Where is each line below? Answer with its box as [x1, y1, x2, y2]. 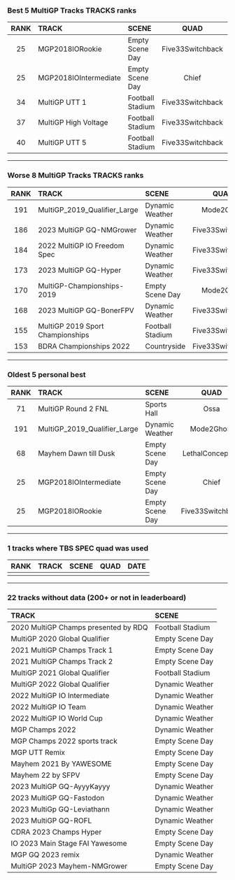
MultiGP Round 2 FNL [38, 404, 109, 413]
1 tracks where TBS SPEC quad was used [7, 543, 149, 553]
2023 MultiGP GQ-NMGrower [38, 225, 137, 234]
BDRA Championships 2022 [38, 341, 131, 351]
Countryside [145, 341, 186, 351]
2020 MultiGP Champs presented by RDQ [10, 623, 148, 632]
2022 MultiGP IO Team [10, 702, 86, 712]
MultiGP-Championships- [38, 281, 124, 290]
